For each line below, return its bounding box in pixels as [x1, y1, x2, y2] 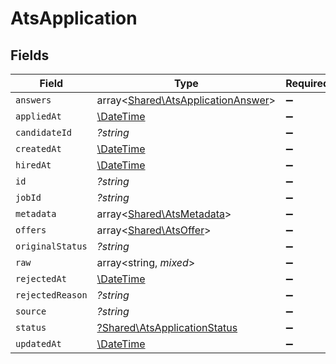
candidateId [15, 127, 73, 138]
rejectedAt [15, 273, 67, 284]
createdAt [15, 143, 62, 154]
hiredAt [15, 160, 52, 171]
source [15, 306, 47, 317]
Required [285, 77, 330, 90]
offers [15, 225, 47, 236]
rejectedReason [15, 290, 88, 301]
